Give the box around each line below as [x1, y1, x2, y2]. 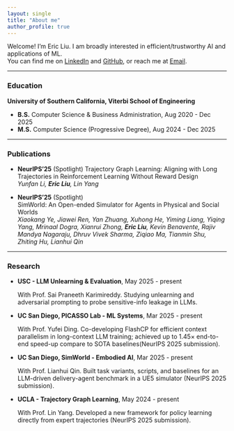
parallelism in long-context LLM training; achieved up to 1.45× [17, 332, 195, 341]
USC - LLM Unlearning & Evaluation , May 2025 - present [17, 277, 182, 285]
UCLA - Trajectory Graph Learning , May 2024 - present [17, 395, 180, 404]
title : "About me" [7, 17, 61, 24]
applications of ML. [7, 49, 63, 58]
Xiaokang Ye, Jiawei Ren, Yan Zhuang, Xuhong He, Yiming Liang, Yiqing [17, 215, 225, 224]
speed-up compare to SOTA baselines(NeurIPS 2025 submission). [30, 340, 221, 348]
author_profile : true [7, 23, 70, 30]
